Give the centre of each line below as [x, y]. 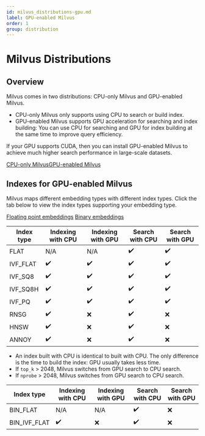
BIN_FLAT [23, 410]
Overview [25, 82]
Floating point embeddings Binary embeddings [65, 217]
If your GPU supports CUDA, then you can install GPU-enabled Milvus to [97, 146]
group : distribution [33, 29]
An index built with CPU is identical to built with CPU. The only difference [107, 356]
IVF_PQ [20, 301]
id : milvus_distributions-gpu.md [49, 12]
